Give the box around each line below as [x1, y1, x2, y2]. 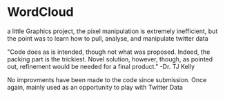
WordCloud [7, 4, 74, 20]
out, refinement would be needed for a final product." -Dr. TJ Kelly [7, 62, 195, 70]
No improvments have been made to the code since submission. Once [7, 75, 207, 84]
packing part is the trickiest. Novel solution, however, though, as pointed [7, 55, 213, 63]
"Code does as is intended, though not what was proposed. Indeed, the [7, 48, 211, 56]
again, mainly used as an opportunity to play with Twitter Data [7, 83, 183, 91]
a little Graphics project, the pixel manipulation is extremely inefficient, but [7, 27, 218, 35]
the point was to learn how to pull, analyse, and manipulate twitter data [7, 34, 208, 42]
